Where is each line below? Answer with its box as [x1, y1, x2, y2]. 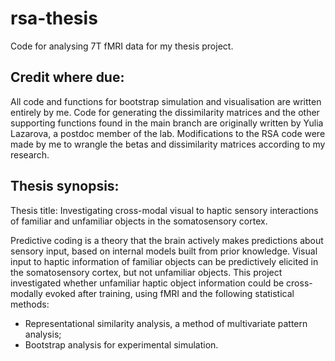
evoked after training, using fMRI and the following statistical [44, 287, 295, 299]
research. [10, 148, 50, 161]
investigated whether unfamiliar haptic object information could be [10, 277, 285, 289]
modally [10, 287, 43, 299]
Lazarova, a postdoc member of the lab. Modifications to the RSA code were [10, 127, 326, 139]
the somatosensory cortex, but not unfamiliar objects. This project [10, 266, 283, 278]
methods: [10, 298, 50, 310]
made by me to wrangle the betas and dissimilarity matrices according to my [10, 138, 326, 150]
